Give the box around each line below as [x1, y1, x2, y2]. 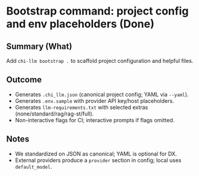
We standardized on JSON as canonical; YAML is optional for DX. [14, 150, 177, 157]
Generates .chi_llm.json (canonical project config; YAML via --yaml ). [14, 91, 189, 98]
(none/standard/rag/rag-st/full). [14, 110, 94, 117]
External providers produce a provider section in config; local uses [14, 156, 182, 164]
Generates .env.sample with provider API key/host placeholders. [14, 97, 174, 104]
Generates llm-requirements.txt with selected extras [14, 103, 148, 111]
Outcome [6, 74, 42, 85]
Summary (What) [6, 41, 72, 51]
